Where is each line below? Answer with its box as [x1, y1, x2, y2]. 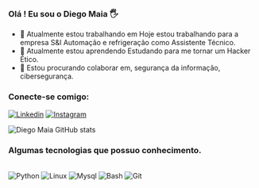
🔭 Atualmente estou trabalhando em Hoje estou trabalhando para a [19, 29, 238, 39]
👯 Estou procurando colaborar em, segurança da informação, [19, 63, 221, 73]
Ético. [19, 55, 39, 64]
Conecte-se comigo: [8, 91, 90, 102]
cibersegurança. [19, 71, 74, 81]
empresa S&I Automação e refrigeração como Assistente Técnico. [19, 38, 236, 48]
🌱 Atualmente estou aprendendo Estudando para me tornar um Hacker [19, 46, 251, 56]
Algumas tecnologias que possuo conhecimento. [8, 144, 202, 155]
